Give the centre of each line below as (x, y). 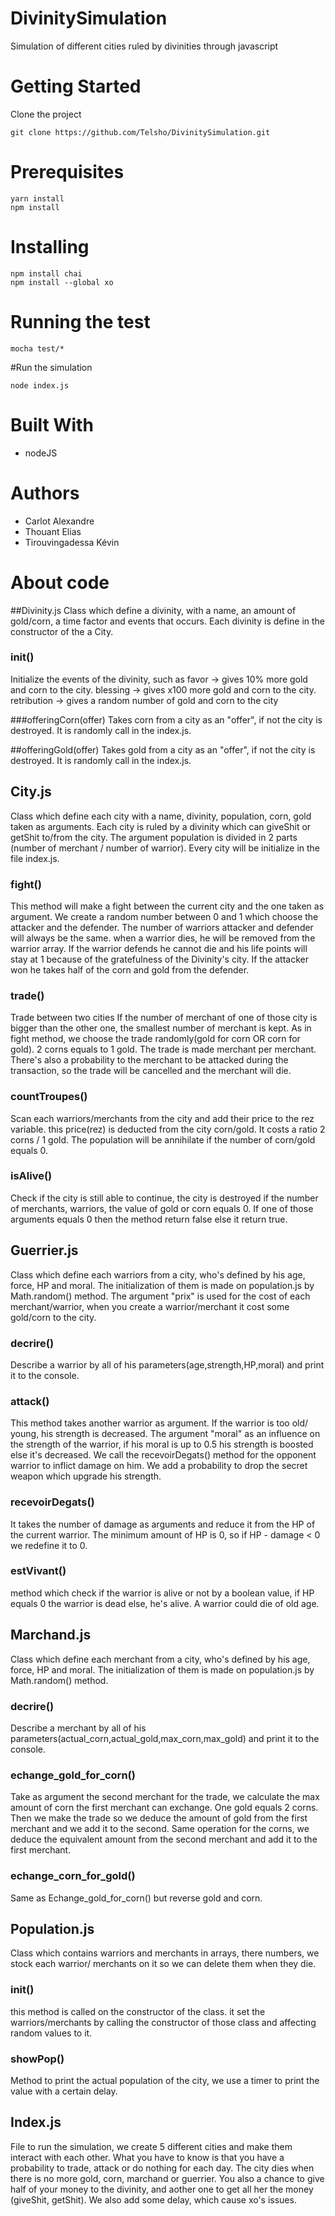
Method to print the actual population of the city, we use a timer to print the (165, 2080)
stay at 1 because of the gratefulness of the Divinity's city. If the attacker (159, 959)
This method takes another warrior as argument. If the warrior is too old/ (159, 1423)
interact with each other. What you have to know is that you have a (147, 2157)
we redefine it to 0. (49, 1545)
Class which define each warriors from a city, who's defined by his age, (158, 1274)
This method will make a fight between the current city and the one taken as (167, 906)
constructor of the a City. (62, 631)
